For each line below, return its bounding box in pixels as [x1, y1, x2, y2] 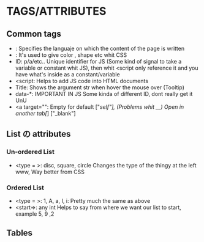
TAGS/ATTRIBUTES [6, 4, 107, 18]
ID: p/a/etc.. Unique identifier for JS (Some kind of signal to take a [15, 58, 182, 65]
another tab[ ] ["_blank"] [15, 110, 76, 117]
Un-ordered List [6, 148, 55, 156]
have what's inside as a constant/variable [15, 71, 121, 78]
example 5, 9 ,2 [15, 210, 55, 218]
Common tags [6, 29, 61, 39]
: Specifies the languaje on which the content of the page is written [15, 45, 185, 52]
